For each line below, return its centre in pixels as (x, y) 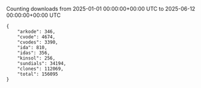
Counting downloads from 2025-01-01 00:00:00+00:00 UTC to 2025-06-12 (101, 9)
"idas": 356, (34, 53)
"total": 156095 (38, 74)
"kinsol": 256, (36, 58)
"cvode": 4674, (36, 37)
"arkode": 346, (36, 32)
